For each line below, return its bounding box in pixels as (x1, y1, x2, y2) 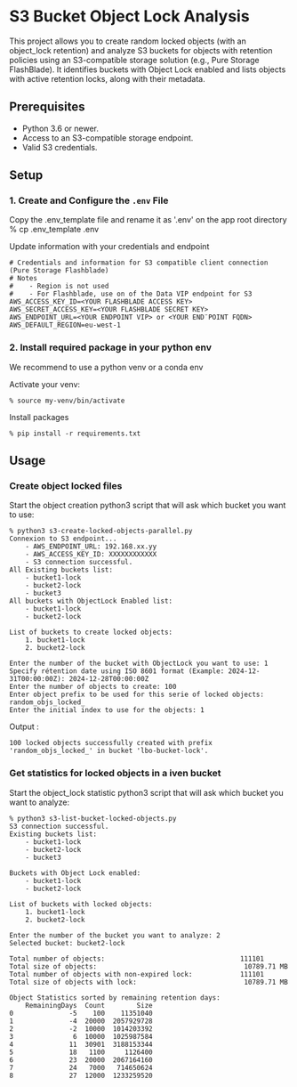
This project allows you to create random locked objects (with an (9, 36, 246, 46)
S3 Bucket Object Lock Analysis (9, 6, 251, 27)
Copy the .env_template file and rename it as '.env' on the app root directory (9, 215, 287, 225)
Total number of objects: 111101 (9, 954, 265, 963)
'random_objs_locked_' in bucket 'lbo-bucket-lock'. (9, 746, 209, 756)
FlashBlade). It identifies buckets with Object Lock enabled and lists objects (9, 64, 286, 75)
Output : (9, 721, 39, 732)
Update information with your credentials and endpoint (9, 241, 210, 252)
